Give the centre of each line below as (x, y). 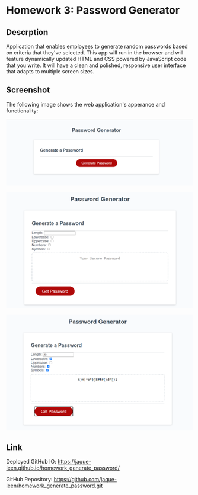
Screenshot (28, 90)
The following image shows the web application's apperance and (86, 104)
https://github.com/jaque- (85, 480)
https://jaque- (74, 462)
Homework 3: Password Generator (93, 10)
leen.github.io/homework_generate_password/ (63, 468)
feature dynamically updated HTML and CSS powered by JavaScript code (96, 59)
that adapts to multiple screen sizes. (50, 71)
